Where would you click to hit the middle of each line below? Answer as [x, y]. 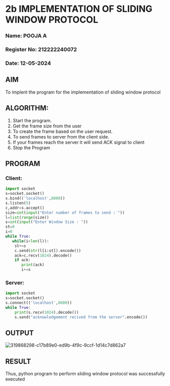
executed [15, 379]
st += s [20, 246]
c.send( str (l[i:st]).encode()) [48, 251]
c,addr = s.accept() [25, 208]
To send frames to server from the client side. [61, 137]
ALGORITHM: [27, 108]
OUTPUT [20, 333]
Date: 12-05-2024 [28, 63]
